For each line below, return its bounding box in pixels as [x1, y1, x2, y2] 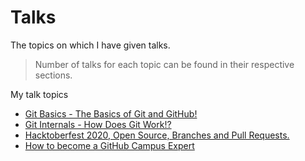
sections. [34, 69, 73, 81]
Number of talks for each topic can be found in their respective [34, 58, 295, 70]
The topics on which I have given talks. [10, 39, 171, 51]
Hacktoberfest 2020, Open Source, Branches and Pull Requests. [24, 129, 290, 141]
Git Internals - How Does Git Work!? [24, 118, 172, 130]
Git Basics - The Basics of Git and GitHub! [24, 107, 198, 120]
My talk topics [10, 88, 69, 100]
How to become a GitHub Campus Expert [24, 139, 195, 151]
